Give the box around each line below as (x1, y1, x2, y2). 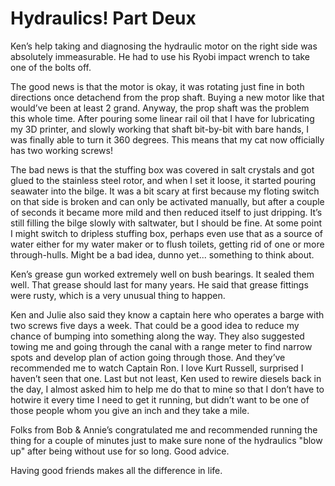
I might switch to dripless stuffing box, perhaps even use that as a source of (10, 227, 324, 239)
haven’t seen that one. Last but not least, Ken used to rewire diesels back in (10, 372, 322, 384)
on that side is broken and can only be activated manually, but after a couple (10, 195, 325, 207)
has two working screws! (10, 144, 113, 156)
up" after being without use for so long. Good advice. (10, 445, 230, 457)
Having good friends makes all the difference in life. (10, 464, 223, 476)
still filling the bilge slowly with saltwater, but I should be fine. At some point (10, 217, 323, 229)
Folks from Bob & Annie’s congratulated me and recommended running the (10, 423, 318, 436)
